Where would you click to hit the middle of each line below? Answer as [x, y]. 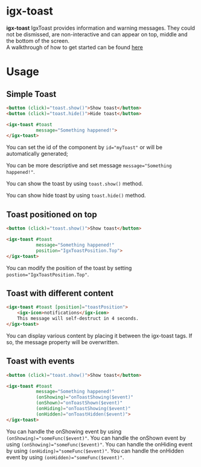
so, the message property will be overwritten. [63, 342]
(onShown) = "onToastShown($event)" [79, 403]
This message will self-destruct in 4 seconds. [78, 319]
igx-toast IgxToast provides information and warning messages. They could [101, 28]
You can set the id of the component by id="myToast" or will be [85, 147]
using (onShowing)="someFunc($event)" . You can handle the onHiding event [99, 444]
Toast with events [40, 361]
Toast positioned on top [52, 214]
